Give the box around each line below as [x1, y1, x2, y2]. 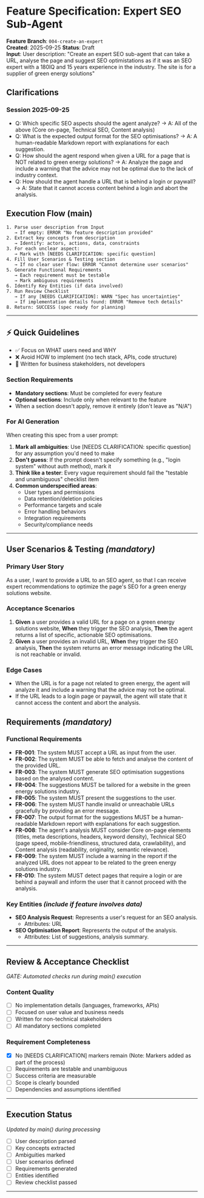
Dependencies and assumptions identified [15, 1086, 121, 1093]
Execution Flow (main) [6, 208, 93, 219]
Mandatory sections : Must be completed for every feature [15, 389, 163, 396]
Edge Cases [6, 666, 42, 674]
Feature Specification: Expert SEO [6, 4, 182, 18]
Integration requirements [24, 514, 86, 521]
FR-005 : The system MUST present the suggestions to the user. [15, 794, 176, 802]
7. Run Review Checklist [6, 288, 69, 295]
